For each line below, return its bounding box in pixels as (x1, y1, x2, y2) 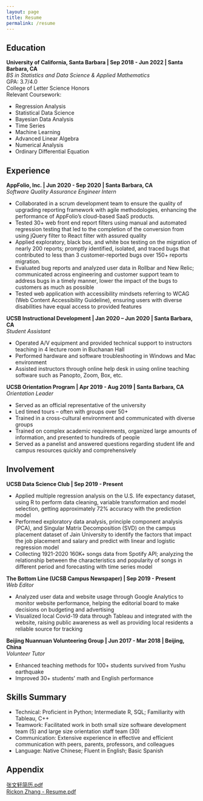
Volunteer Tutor (6, 650, 45, 657)
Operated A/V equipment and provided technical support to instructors (15, 339, 192, 346)
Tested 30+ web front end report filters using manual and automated (15, 219, 187, 226)
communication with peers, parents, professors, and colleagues (15, 740, 175, 748)
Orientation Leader (6, 390, 53, 397)
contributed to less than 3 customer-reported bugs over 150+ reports (15, 251, 188, 259)
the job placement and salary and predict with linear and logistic (15, 537, 176, 544)
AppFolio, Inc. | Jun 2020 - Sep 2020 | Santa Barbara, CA (6, 181, 153, 189)
